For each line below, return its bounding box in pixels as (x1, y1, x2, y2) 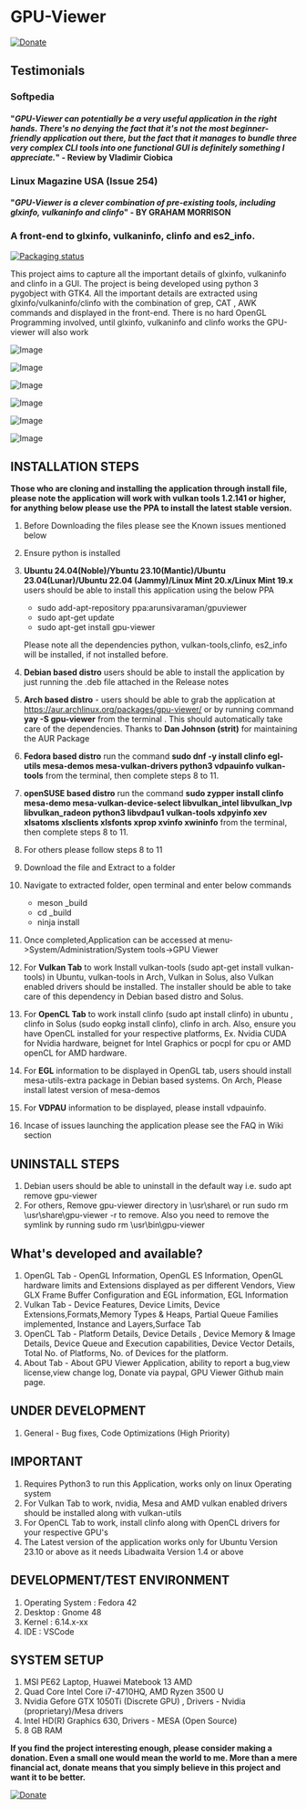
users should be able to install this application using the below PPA (23, 584, 275, 595)
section (23, 1130, 52, 1141)
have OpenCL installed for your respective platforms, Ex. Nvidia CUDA (23, 1028, 288, 1039)
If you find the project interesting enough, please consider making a (10, 1742, 272, 1754)
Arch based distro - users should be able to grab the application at (23, 694, 276, 705)
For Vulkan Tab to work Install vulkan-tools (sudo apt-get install (23, 962, 263, 973)
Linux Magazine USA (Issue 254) (10, 174, 158, 187)
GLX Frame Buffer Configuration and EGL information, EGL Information (23, 1289, 289, 1300)
